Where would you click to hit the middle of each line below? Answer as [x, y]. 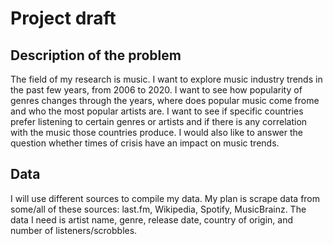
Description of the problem [96, 55]
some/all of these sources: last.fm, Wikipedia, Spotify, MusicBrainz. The [158, 209]
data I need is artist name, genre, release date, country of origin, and [152, 219]
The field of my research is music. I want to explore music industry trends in [166, 79]
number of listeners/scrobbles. [74, 230]
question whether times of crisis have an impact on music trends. [145, 143]
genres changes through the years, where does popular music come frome [165, 100]
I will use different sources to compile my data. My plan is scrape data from [165, 198]
